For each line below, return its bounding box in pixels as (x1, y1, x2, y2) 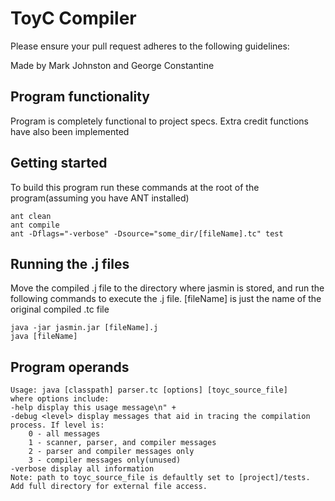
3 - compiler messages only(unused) (28, 455, 182, 466)
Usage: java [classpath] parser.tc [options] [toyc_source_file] (10, 385, 288, 396)
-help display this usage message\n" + (10, 403, 177, 413)
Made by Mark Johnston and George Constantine (10, 59, 215, 71)
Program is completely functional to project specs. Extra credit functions (10, 115, 309, 127)
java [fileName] (10, 332, 78, 342)
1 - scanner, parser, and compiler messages (28, 438, 217, 448)
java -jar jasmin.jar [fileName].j (10, 323, 159, 333)
